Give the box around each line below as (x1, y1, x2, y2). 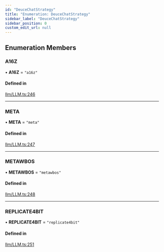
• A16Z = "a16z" (5, 69, 38, 75)
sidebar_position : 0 (5, 21, 47, 26)
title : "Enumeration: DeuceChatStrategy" (5, 12, 91, 17)
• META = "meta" (5, 119, 40, 125)
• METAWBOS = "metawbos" (5, 169, 61, 175)
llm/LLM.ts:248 (5, 191, 36, 197)
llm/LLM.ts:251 (5, 241, 35, 247)
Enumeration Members (5, 44, 77, 52)
